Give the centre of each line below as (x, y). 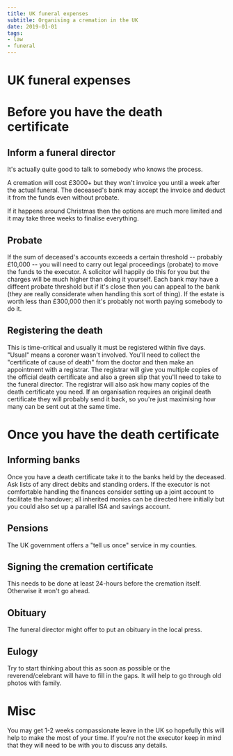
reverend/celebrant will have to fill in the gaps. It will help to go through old (114, 676)
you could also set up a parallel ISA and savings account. (89, 506)
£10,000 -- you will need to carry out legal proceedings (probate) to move (113, 264)
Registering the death (55, 331)
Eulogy (23, 651)
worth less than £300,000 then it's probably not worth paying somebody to (115, 301)
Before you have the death (85, 112)
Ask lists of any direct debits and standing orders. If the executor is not (109, 484)
